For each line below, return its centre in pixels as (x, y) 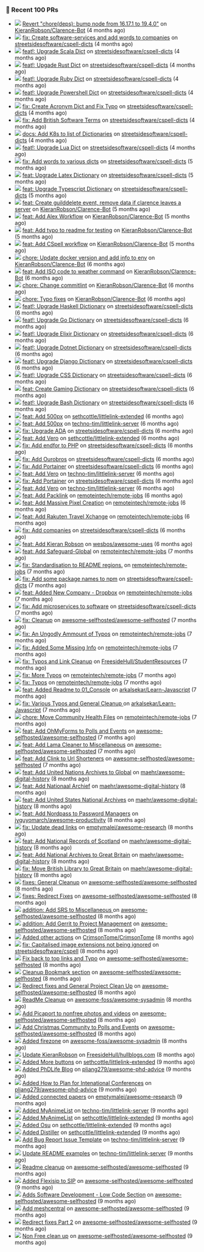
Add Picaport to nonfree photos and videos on (80, 1013)
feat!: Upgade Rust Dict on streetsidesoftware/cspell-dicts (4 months (109, 65)
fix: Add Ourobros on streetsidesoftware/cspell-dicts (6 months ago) (108, 459)
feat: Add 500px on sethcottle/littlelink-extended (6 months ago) (103, 417)
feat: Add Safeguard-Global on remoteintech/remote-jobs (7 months (108, 551)
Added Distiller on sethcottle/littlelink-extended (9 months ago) (101, 1132)
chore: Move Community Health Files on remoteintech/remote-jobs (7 (110, 717)
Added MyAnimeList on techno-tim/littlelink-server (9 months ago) (106, 1111)
